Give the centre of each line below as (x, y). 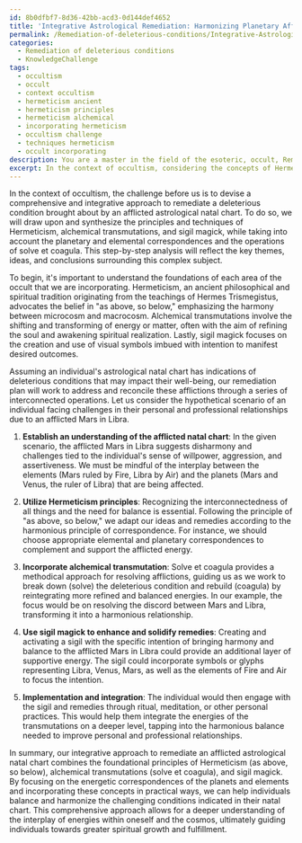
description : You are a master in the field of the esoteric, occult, (144, 160)
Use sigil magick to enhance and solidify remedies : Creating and (144, 632)
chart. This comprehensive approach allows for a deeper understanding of (147, 811)
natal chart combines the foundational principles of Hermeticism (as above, (149, 763)
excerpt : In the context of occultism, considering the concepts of (140, 168)
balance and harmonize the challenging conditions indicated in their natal (145, 801)
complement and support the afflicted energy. (107, 550)
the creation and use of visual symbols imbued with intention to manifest (144, 345)
